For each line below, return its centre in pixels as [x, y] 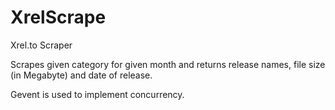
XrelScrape [58, 17]
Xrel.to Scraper [41, 45]
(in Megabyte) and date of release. [81, 75]
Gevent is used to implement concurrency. [97, 94]
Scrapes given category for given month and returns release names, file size [168, 64]
